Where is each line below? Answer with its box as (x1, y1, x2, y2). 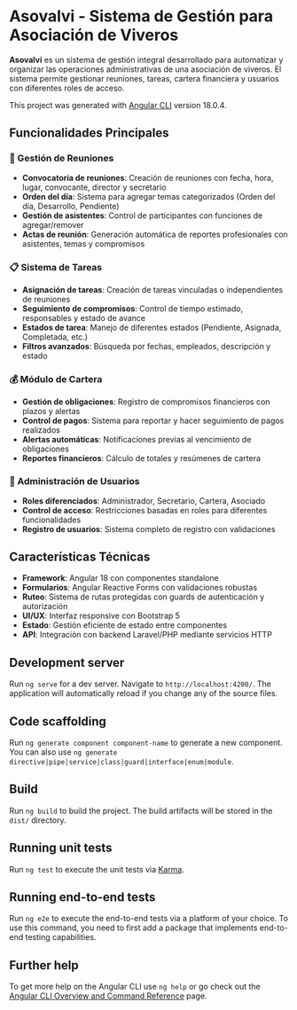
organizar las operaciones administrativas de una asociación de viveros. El (9, 64, 282, 74)
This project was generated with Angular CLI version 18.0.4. (9, 99, 228, 110)
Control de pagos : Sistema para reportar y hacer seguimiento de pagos (21, 415, 285, 427)
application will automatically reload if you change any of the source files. (9, 688, 277, 699)
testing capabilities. (25, 932, 97, 943)
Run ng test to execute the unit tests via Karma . (9, 864, 184, 874)
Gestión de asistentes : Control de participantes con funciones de (21, 210, 263, 221)
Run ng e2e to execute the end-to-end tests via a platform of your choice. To (9, 913, 289, 924)
